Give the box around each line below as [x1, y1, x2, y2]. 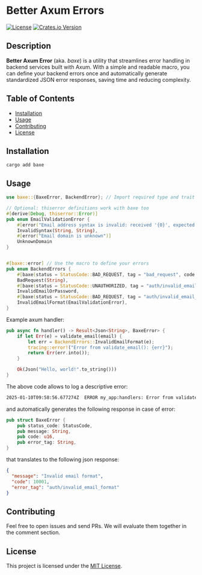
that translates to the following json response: [6, 456, 120, 463]
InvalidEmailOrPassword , [17, 288, 79, 295]
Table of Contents [6, 94, 75, 104]
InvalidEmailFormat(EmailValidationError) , [17, 300, 128, 306]
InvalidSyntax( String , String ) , [17, 227, 98, 233]
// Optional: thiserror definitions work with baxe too [6, 205, 149, 211]
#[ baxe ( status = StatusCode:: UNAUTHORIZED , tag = [17, 283, 144, 289]
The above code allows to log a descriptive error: [6, 383, 128, 390]
